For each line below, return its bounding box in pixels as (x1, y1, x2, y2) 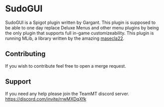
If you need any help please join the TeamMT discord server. (5, 91, 129, 97)
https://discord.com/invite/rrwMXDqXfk (5, 96, 86, 102)
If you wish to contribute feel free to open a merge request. (5, 63, 126, 69)
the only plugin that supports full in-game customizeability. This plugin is (5, 30, 154, 36)
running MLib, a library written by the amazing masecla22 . (5, 35, 125, 41)
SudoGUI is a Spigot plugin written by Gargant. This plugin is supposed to (5, 19, 156, 25)
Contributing (5, 50, 46, 58)
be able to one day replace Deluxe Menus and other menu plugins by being (5, 24, 159, 30)
